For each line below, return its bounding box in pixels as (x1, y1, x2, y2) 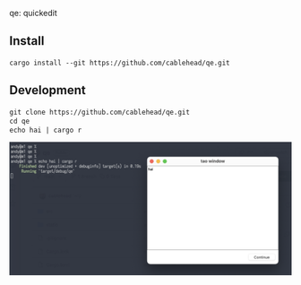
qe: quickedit (9, 8, 58, 18)
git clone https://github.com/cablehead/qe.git (9, 108, 191, 117)
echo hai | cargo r (9, 125, 82, 134)
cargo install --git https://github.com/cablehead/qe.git (9, 58, 230, 67)
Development (9, 82, 87, 98)
